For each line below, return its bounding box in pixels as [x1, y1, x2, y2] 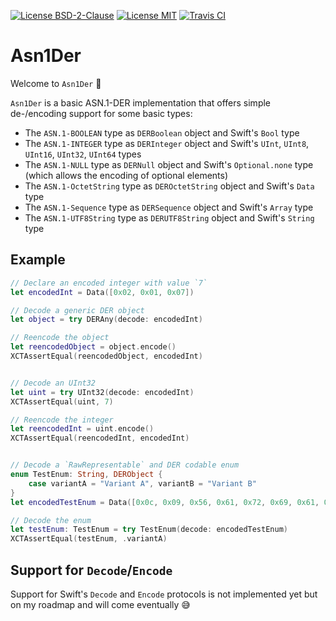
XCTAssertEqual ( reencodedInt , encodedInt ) [10, 433, 190, 444]
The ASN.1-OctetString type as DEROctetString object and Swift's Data [24, 180, 315, 192]
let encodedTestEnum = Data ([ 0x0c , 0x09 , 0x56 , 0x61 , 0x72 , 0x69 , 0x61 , [10, 497, 320, 507]
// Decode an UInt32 [10, 378, 97, 388]
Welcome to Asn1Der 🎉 [10, 77, 102, 89]
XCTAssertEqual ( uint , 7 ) [10, 396, 114, 407]
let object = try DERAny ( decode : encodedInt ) [10, 315, 203, 325]
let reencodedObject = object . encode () [10, 342, 177, 352]
